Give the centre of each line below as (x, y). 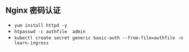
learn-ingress (31, 43)
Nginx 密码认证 (33, 11)
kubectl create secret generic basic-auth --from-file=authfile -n (98, 38)
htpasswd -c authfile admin (50, 32)
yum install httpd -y (40, 25)
